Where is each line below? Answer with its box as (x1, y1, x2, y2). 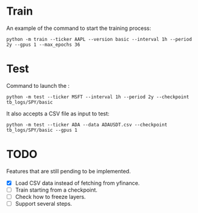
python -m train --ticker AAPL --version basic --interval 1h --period (6, 36, 192, 42)
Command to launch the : (6, 82, 70, 89)
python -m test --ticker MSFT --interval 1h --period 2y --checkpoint (6, 93, 189, 100)
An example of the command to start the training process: (6, 24, 151, 32)
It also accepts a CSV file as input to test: (6, 110, 110, 117)
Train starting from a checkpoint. (15, 186, 97, 193)
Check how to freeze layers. (15, 193, 87, 200)
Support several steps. (15, 200, 72, 207)
